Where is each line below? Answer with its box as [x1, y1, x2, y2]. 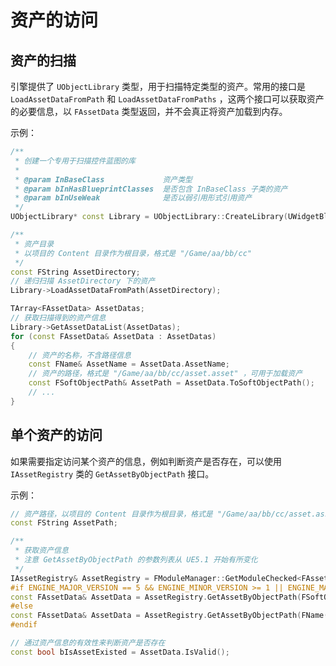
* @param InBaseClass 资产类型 [14, 174, 193, 185]
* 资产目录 [14, 239, 55, 249]
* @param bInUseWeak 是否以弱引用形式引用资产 [14, 193, 253, 203]
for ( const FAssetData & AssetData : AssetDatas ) [10, 331, 217, 341]
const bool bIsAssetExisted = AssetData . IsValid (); [10, 647, 230, 657]
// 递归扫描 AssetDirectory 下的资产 [10, 276, 156, 286]
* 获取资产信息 [14, 546, 69, 556]
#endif [10, 620, 38, 630]
